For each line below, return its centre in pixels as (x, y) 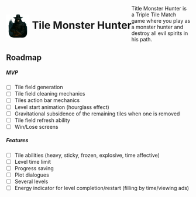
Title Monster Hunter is (159, 8)
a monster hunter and (157, 27)
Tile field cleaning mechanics (50, 94)
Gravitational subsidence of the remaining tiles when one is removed (97, 114)
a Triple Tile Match (154, 15)
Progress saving (34, 168)
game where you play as (161, 21)
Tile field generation (39, 87)
